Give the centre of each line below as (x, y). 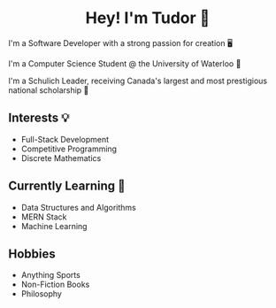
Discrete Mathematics (61, 158)
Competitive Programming (69, 149)
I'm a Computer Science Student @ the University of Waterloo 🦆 (125, 63)
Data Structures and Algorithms (78, 207)
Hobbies (32, 254)
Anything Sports (50, 275)
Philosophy (42, 294)
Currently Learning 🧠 (67, 186)
